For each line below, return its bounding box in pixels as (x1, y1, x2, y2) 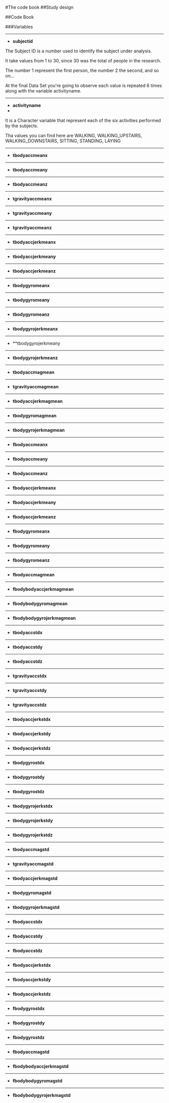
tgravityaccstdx (12, 673, 47, 678)
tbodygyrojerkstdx (12, 803, 53, 809)
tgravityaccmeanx (12, 196, 52, 202)
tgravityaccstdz (12, 702, 47, 708)
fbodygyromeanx (12, 528, 50, 534)
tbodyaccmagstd (12, 846, 49, 852)
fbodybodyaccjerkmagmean (12, 586, 74, 592)
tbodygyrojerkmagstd (12, 904, 60, 910)
